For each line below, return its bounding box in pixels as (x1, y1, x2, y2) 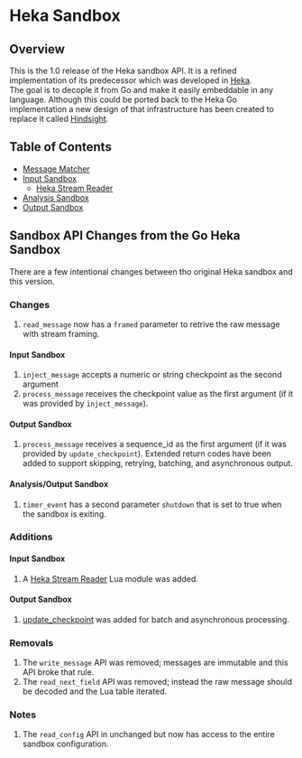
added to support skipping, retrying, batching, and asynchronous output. (22, 458, 293, 469)
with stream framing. (22, 328, 100, 339)
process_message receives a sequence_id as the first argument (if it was (22, 439, 287, 450)
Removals (9, 636, 54, 649)
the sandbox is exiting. (22, 508, 106, 519)
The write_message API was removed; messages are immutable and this (22, 657, 288, 669)
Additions (9, 530, 53, 543)
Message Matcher (22, 164, 90, 174)
